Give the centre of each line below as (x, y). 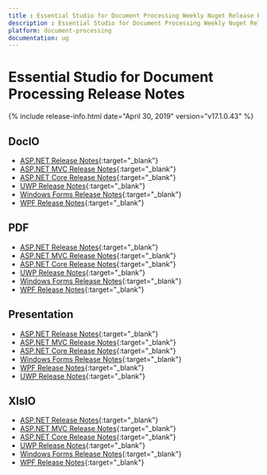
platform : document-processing (60, 30)
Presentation (41, 314)
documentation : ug (39, 38)
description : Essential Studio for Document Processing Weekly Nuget (128, 23)
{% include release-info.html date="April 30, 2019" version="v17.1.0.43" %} (131, 116)
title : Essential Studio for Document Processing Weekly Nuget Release (131, 16)
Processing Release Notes (97, 94)
